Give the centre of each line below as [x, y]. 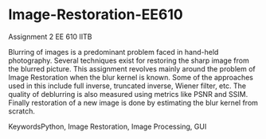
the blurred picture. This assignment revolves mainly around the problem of [132, 68]
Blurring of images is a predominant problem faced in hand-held [113, 52]
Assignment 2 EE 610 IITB [51, 37]
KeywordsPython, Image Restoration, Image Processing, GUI [108, 126]
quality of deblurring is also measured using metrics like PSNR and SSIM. [128, 94]
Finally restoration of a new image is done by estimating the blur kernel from [133, 102]
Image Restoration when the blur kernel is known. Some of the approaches [131, 77]
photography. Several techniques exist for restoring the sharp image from [129, 60]
